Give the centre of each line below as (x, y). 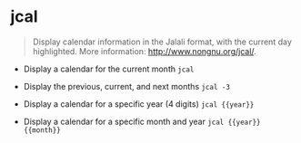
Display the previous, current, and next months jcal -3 (127, 86)
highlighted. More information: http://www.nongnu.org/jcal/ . (145, 51)
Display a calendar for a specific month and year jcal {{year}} (142, 121)
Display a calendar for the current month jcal (109, 69)
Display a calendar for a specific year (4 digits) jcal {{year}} (139, 104)
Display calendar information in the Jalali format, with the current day (162, 42)
